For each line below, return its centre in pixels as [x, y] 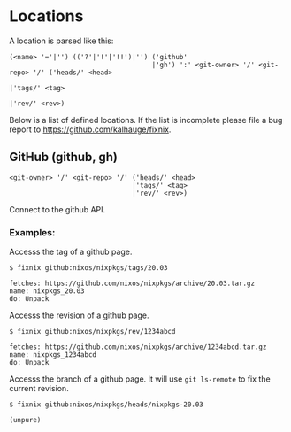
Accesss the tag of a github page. [71, 252]
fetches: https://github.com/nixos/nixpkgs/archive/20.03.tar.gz [132, 284]
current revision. [39, 389]
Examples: [32, 232]
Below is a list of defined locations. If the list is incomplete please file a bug [146, 120]
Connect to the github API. [57, 209]
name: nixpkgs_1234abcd [53, 355]
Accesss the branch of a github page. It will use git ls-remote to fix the [140, 379]
